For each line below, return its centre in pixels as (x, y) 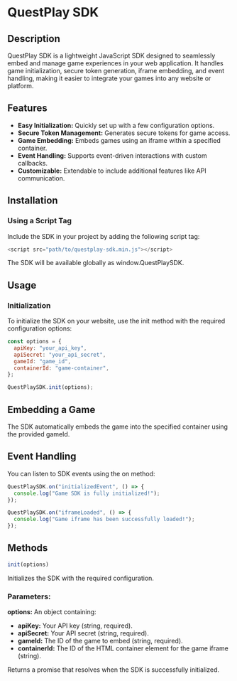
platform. (21, 86)
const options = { (34, 342)
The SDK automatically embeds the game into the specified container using (118, 427)
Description (34, 39)
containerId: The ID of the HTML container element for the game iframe (123, 648)
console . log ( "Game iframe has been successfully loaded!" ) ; (104, 520)
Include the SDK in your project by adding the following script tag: (104, 236)
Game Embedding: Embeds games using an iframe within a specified (119, 140)
